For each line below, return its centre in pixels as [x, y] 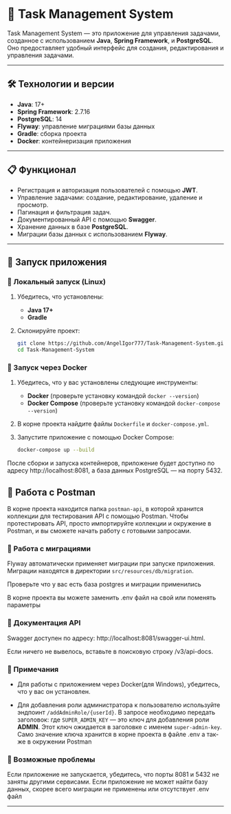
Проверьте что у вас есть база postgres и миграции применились [104, 584]
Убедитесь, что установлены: [60, 297]
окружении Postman [62, 742]
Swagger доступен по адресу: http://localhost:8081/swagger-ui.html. [106, 638]
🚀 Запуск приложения [57, 262]
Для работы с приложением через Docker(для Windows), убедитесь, [119, 684]
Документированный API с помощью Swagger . [87, 219]
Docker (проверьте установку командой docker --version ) [113, 396]
